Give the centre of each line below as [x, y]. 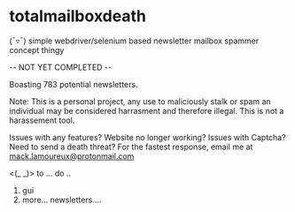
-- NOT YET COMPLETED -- [61, 67]
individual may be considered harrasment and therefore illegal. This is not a [147, 110]
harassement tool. [42, 120]
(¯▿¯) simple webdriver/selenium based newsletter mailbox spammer [134, 41]
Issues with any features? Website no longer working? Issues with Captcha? [147, 137]
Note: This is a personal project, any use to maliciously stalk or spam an [140, 101]
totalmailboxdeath [78, 16]
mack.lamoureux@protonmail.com [72, 155]
